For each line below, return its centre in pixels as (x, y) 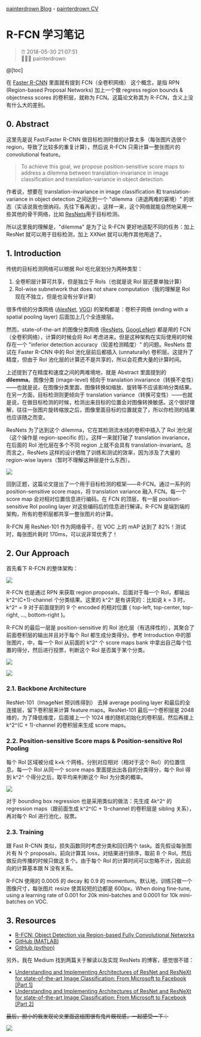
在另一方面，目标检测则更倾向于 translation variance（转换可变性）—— (94, 395)
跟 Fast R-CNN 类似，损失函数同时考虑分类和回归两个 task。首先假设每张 (96, 846)
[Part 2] (24, 1004)
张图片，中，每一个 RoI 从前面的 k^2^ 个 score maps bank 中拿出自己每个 (96, 643)
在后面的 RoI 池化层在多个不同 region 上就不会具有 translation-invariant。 (96, 445)
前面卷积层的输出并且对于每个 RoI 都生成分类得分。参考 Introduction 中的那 (99, 635)
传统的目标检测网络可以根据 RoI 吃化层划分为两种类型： (74, 269)
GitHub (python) (35, 948)
